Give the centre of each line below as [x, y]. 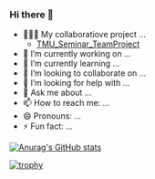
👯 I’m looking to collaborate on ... [84, 73]
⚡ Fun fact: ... [47, 126]
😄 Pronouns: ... [52, 116]
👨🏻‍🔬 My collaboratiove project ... [84, 35]
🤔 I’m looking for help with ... [76, 83]
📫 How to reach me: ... [66, 103]
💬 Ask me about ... [57, 93]
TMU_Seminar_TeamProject [88, 44]
